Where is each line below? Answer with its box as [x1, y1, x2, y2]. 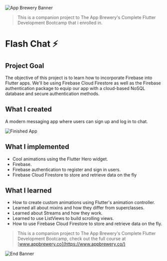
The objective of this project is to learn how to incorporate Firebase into [5, 75, 153, 80]
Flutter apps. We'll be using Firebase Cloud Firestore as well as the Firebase [5, 80, 161, 86]
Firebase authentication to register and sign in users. [12, 166, 121, 172]
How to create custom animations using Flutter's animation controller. [12, 199, 156, 205]
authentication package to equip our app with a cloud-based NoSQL [5, 85, 146, 91]
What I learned [5, 186, 52, 195]
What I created [5, 105, 52, 113]
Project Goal [5, 61, 44, 70]
